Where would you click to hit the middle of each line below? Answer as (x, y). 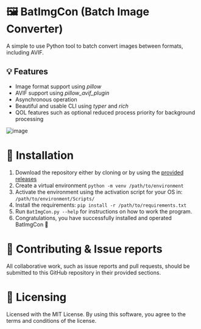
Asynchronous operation (46, 99)
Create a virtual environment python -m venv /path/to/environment (99, 185)
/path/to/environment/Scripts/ (55, 199)
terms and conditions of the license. (51, 320)
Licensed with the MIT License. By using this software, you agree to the (96, 314)
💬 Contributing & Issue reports (84, 249)
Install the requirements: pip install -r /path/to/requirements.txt (101, 205)
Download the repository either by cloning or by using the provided (99, 172)
